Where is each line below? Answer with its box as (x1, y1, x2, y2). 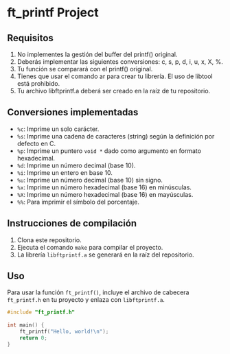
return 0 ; (19, 334, 48, 341)
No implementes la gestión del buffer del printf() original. (16, 50, 178, 58)
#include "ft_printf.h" (7, 309, 76, 316)
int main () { (7, 322, 45, 329)
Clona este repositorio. (16, 235, 82, 244)
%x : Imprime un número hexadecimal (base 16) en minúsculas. (16, 183, 192, 191)
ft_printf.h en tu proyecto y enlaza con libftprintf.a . (7, 296, 165, 304)
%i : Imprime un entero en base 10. (16, 168, 113, 176)
